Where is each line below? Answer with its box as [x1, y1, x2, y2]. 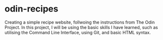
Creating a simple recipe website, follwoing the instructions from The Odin [4, 19, 155, 25]
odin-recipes [4, 3, 58, 14]
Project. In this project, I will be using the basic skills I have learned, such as [4, 24, 158, 30]
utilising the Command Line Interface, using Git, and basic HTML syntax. [4, 29, 151, 35]
